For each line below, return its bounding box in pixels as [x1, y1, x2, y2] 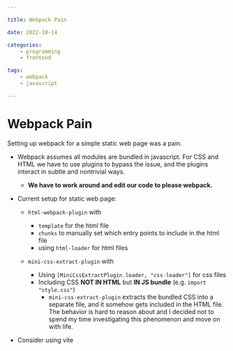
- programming [20, 48, 61, 55]
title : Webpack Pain [7, 16, 68, 23]
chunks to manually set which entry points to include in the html [38, 228, 220, 237]
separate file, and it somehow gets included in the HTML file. [48, 300, 224, 309]
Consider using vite [17, 336, 74, 344]
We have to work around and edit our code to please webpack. [27, 180, 213, 189]
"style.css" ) [38, 285, 75, 293]
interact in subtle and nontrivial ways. [17, 167, 126, 175]
